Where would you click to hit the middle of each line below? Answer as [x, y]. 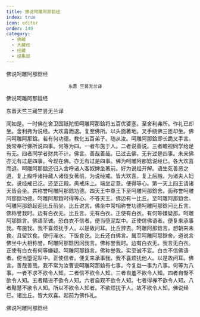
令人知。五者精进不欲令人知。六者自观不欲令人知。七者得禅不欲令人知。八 [102, 280]
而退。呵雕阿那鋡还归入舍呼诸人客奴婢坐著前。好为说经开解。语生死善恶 [95, 168]
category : [18, 34]
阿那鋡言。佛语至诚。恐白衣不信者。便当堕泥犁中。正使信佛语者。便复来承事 [100, 220]
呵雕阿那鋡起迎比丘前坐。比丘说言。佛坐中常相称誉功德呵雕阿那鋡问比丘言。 [100, 205]
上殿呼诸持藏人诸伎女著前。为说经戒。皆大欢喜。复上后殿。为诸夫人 [105, 176]
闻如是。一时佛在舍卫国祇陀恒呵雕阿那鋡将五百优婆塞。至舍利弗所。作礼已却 [100, 124]
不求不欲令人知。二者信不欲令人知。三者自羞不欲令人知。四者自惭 [107, 273]
